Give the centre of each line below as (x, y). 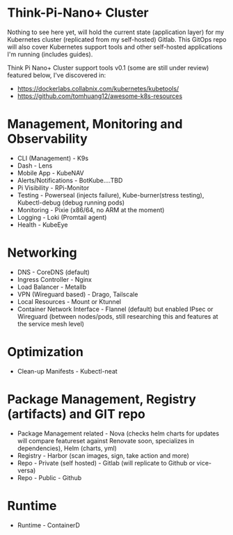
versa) (26, 470)
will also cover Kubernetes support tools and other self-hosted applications (115, 47)
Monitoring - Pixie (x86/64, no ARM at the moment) (91, 209)
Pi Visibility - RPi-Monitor (53, 187)
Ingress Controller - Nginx (55, 279)
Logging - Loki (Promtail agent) (62, 217)
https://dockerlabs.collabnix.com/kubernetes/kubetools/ (98, 88)
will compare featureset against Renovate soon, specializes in (106, 440)
